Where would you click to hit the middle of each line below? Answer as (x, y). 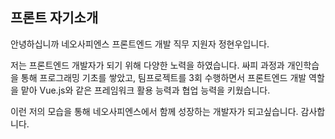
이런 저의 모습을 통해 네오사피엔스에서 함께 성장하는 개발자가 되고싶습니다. (154, 111)
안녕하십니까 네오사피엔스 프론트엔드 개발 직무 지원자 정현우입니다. (140, 44)
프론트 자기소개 (54, 18)
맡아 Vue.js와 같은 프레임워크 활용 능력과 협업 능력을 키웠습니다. (145, 90)
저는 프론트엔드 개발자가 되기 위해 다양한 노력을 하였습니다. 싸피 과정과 (147, 65)
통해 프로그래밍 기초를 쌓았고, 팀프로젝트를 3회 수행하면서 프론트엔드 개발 (163, 77)
